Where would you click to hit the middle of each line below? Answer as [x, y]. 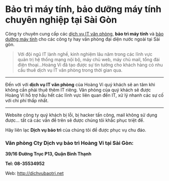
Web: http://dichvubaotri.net [34, 173]
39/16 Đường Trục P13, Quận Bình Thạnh [48, 154]
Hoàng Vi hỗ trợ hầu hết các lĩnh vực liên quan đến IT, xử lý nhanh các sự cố [84, 95]
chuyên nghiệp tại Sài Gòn [61, 20]
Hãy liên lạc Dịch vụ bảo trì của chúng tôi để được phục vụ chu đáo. [76, 130]
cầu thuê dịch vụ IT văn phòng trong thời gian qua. [70, 70]
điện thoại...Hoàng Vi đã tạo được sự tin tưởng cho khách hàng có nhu [90, 65]
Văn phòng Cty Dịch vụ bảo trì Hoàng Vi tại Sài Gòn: [69, 143]
